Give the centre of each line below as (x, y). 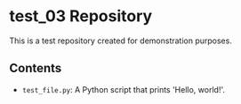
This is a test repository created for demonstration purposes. (121, 41)
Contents (36, 68)
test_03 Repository (81, 16)
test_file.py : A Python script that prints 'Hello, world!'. (123, 89)
